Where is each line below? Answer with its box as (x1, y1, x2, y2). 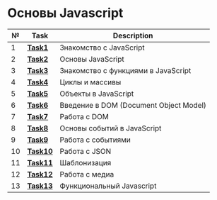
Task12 (27, 169, 53, 179)
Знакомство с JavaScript (59, 43, 145, 52)
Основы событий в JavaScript (59, 123, 162, 133)
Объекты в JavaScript (59, 89, 134, 99)
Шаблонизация (59, 157, 112, 167)
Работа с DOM (59, 111, 110, 121)
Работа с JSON (59, 146, 112, 156)
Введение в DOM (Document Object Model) (59, 100, 207, 110)
